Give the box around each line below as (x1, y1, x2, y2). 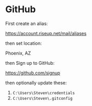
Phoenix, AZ (5, 50, 31, 56)
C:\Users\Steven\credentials (12, 90, 75, 95)
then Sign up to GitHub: (5, 60, 55, 66)
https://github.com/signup (5, 70, 60, 76)
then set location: (5, 40, 42, 46)
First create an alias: (5, 20, 48, 26)
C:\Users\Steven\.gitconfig (12, 96, 73, 101)
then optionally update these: (5, 79, 67, 86)
